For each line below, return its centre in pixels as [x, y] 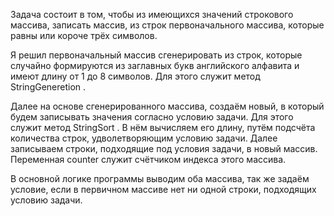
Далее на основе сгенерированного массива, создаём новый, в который [167, 106]
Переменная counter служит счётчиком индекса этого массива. [148, 159]
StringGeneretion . [48, 87]
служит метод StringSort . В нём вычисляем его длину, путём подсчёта [163, 127]
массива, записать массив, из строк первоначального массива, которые [167, 25]
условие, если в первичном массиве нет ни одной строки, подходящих [163, 189]
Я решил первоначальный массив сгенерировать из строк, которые [156, 55]
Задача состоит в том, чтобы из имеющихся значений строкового [152, 14]
